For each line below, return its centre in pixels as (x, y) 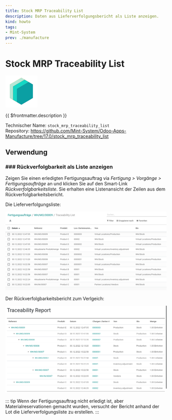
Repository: (17, 131)
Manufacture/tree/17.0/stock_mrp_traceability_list (57, 136)
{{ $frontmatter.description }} (36, 115)
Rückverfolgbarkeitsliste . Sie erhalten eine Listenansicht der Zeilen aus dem (85, 189)
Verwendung (26, 152)
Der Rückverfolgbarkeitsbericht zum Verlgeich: (55, 298)
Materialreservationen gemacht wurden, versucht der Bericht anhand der (82, 407)
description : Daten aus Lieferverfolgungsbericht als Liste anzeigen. (82, 16)
